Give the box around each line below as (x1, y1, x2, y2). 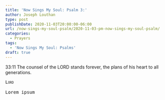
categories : (5, 31, 30, 36)
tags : (5, 41, 17, 46)
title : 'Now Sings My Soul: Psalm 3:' (5, 7, 87, 13)
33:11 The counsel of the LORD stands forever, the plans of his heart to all (5, 64, 159, 70)
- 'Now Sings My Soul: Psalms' (10, 45, 76, 50)
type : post (5, 17, 28, 22)
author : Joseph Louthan (5, 12, 56, 17)
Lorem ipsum (5, 89, 35, 95)
